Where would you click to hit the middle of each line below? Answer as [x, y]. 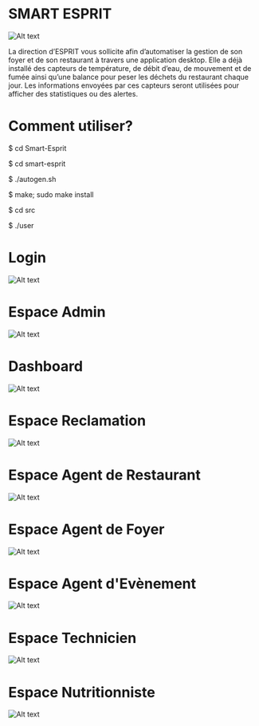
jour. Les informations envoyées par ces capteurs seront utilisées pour [124, 85]
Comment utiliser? [71, 126]
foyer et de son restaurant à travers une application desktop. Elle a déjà [126, 60]
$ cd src [22, 210]
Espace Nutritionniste [82, 692]
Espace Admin [57, 312]
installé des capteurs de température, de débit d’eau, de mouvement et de [130, 68]
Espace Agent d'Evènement [102, 584]
